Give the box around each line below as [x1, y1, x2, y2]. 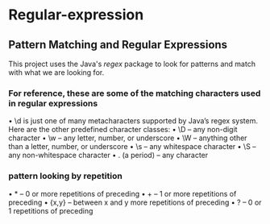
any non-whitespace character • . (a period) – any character [8, 151, 209, 160]
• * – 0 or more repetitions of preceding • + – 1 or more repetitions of [8, 189, 237, 198]
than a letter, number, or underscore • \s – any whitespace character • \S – [8, 142, 256, 151]
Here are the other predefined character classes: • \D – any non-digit [8, 125, 238, 135]
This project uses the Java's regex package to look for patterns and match [8, 59, 256, 68]
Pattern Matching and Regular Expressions [8, 38, 228, 52]
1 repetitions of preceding [8, 205, 93, 215]
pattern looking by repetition [8, 171, 123, 182]
